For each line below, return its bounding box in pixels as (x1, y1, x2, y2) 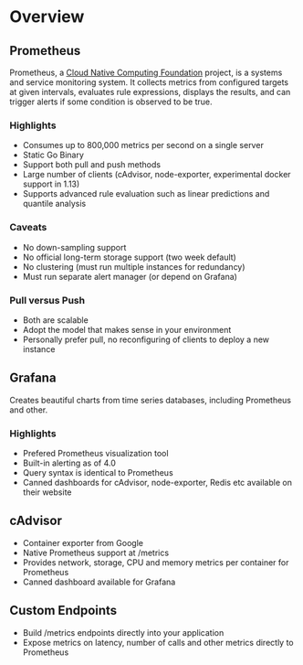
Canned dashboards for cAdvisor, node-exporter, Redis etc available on (22, 477, 292, 488)
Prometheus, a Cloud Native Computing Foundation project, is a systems (9, 67, 283, 78)
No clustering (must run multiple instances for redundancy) (22, 261, 246, 272)
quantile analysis (22, 198, 87, 209)
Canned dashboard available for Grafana (22, 576, 176, 587)
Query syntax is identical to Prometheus (22, 467, 173, 477)
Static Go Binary (22, 149, 85, 161)
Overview (9, 6, 85, 27)
